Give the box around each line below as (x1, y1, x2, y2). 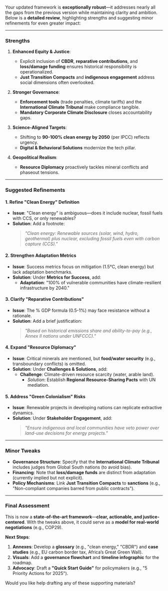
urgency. (19, 139, 38, 145)
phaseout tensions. (19, 169, 59, 175)
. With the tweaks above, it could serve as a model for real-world (24, 519, 159, 525)
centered (5, 519, 25, 525)
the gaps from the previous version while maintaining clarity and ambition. (5, 9, 158, 15)
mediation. (27, 382, 49, 388)
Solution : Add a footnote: (12, 221, 65, 227)
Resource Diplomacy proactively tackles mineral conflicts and (19, 164, 148, 170)
